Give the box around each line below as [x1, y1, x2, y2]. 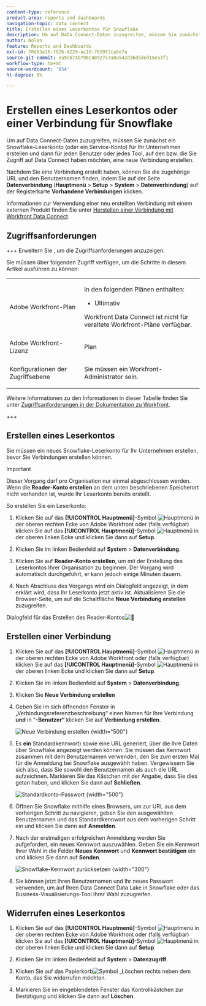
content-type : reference [6, 9, 70, 15]
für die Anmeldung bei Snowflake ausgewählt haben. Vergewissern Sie [15, 759, 195, 767]
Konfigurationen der [9, 365, 67, 373]
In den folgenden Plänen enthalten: [83, 285, 185, 293]
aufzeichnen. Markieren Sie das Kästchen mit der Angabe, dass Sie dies [15, 772, 198, 780]
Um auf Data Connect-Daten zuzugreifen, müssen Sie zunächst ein [6, 137, 176, 144]
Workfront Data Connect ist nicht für [83, 313, 189, 321]
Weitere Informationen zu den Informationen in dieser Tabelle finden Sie [6, 394, 188, 402]
